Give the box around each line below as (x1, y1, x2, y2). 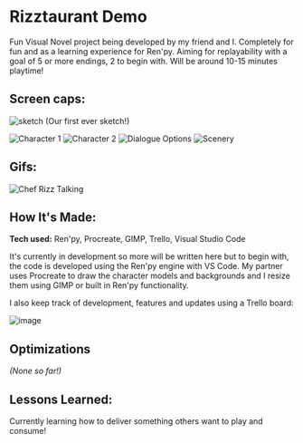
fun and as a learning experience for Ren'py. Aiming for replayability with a (9, 45, 288, 56)
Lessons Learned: (9, 391, 113, 407)
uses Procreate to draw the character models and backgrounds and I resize (9, 270, 291, 282)
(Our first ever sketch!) (44, 115, 130, 126)
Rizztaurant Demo (9, 6, 147, 27)
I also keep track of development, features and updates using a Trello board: (9, 297, 294, 309)
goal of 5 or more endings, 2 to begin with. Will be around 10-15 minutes (9, 55, 278, 66)
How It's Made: (9, 209, 97, 225)
